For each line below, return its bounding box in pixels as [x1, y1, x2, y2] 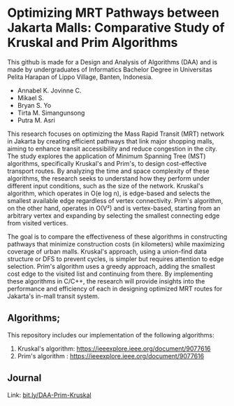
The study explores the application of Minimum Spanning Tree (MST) [7, 152, 206, 160]
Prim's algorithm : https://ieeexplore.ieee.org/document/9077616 [17, 351, 205, 360]
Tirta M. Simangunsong [17, 108, 85, 117]
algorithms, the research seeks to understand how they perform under [7, 174, 210, 183]
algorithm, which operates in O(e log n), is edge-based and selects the [7, 189, 211, 197]
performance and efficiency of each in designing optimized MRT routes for [7, 284, 223, 293]
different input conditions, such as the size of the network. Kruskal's [7, 181, 204, 190]
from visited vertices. [7, 218, 68, 227]
